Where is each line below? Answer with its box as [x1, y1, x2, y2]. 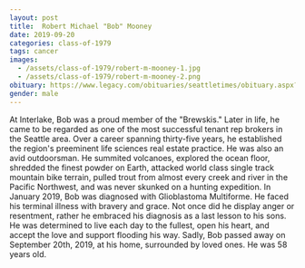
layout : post [9, 13, 59, 23]
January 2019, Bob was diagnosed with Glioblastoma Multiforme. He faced [9, 191, 289, 202]
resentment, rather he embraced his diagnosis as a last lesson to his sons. [9, 210, 287, 221]
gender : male [9, 89, 59, 98]
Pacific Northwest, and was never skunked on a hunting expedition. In [9, 181, 271, 192]
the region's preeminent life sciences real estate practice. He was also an [9, 142, 284, 154]
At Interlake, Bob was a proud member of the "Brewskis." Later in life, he [9, 114, 280, 125]
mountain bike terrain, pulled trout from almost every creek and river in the [9, 171, 289, 182]
